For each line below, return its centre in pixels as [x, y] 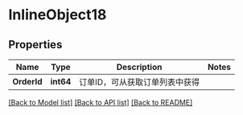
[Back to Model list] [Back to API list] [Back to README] [101, 103]
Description [139, 67]
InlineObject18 [58, 15]
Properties [35, 45]
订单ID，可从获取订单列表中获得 [140, 82]
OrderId [27, 82]
